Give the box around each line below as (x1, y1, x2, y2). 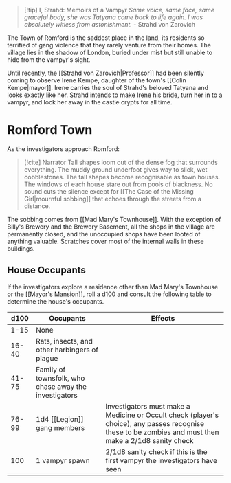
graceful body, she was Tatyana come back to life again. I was (23, 13, 203, 21)
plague (35, 353, 58, 363)
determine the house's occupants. (7, 297, 104, 305)
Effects (151, 313, 175, 323)
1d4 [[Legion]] (35, 414, 84, 424)
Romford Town (7, 122, 93, 138)
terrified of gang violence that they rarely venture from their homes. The (7, 41, 212, 49)
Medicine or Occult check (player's (105, 410, 219, 420)
